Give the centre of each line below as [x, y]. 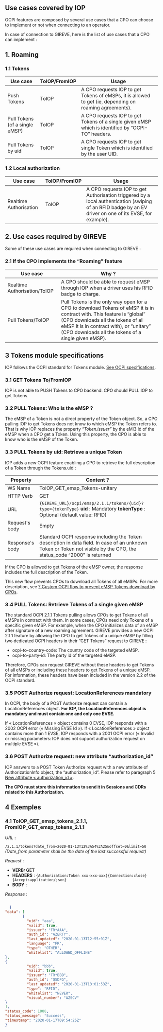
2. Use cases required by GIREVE [56, 237]
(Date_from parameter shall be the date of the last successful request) [76, 851]
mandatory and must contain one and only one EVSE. [60, 714]
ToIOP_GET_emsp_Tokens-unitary [78, 488]
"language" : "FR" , [45, 944]
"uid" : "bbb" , [41, 966]
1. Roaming [22, 55]
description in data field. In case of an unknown [93, 542]
